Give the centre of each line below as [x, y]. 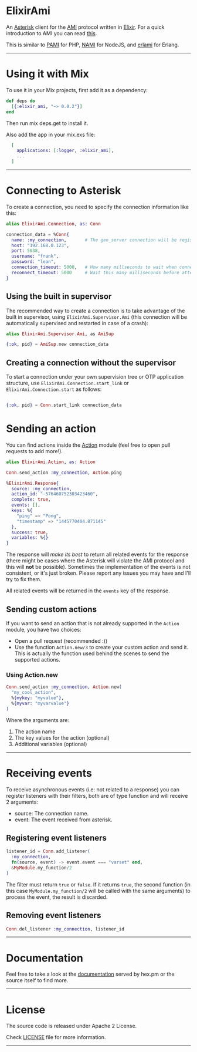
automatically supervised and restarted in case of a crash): [77, 323]
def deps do [21, 101]
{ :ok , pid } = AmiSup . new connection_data [57, 345]
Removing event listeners [54, 916]
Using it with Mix [47, 74]
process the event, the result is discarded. [57, 897]
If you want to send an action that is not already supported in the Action [93, 623]
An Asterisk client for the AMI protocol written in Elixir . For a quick [85, 27]
